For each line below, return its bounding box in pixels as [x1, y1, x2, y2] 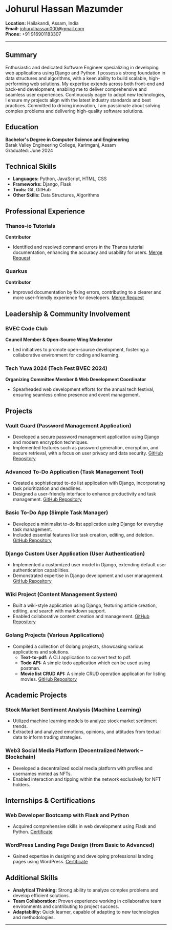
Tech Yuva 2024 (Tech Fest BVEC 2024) [5, 365, 107, 372]
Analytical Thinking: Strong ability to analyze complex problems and [12, 887, 159, 893]
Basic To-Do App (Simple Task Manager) [5, 509, 109, 516]
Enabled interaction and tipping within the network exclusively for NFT [12, 776, 161, 782]
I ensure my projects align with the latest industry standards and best [5, 97, 151, 103]
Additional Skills [5, 873, 58, 882]
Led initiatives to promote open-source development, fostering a [12, 347, 149, 353]
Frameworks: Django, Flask [12, 181, 72, 187]
